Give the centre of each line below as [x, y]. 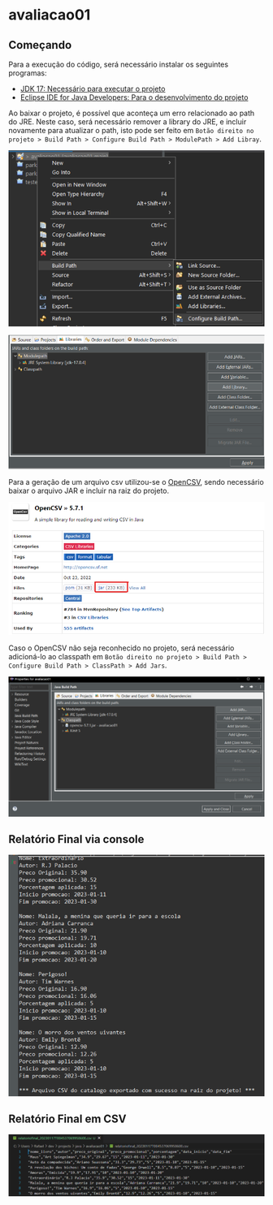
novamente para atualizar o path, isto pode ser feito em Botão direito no [131, 130]
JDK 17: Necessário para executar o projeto [93, 89]
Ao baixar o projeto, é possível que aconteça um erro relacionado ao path [132, 113]
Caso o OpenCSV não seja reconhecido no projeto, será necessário [121, 648]
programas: [28, 73]
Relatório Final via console [76, 839]
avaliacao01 [50, 15]
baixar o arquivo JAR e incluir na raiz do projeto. [89, 490]
